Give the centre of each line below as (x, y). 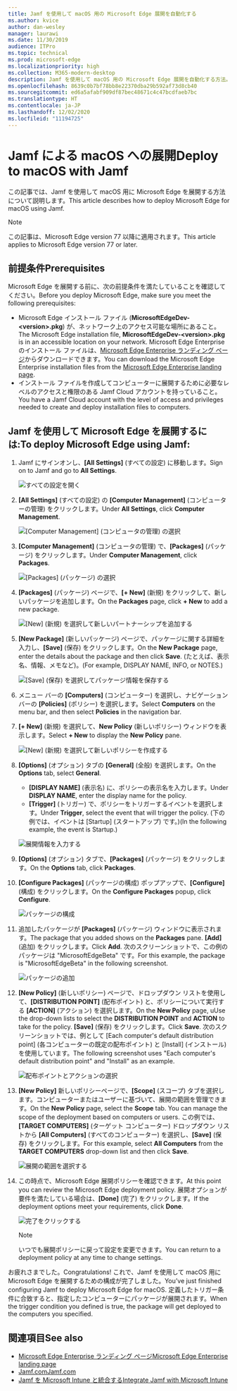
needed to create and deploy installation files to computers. (104, 407)
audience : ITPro (32, 47)
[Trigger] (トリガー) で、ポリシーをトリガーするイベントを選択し (123, 804)
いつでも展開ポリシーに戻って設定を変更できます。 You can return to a (119, 1250)
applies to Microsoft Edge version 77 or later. (73, 245)
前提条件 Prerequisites (56, 268)
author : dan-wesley (37, 27)
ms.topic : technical (38, 54)
